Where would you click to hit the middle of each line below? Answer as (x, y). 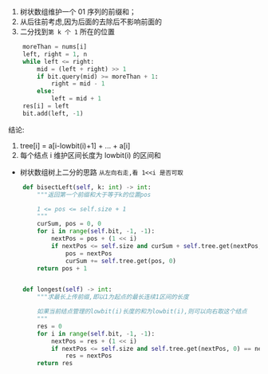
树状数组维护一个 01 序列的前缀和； (78, 12)
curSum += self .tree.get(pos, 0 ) (121, 261)
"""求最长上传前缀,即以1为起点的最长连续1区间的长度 (113, 297)
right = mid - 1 (78, 84)
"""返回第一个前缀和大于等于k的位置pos (94, 195)
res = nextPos (89, 356)
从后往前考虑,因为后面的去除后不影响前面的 (91, 22)
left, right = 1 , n (55, 54)
